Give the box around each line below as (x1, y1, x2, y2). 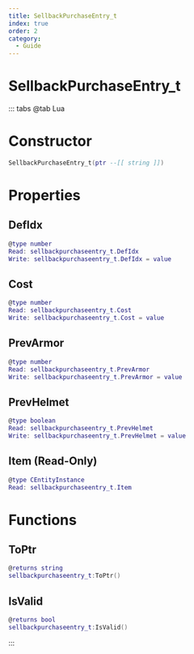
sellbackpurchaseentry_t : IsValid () (8, 623, 129, 631)
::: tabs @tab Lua (8, 104, 65, 113)
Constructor (8, 132, 93, 151)
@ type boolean (8, 417, 57, 425)
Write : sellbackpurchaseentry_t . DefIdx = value (8, 254, 172, 263)
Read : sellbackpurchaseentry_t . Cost (8, 306, 132, 314)
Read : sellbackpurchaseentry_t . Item (8, 483, 132, 491)
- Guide (15, 42, 42, 50)
